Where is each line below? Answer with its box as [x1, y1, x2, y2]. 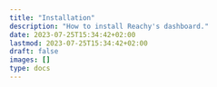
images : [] [9, 55, 51, 64]
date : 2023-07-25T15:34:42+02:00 [9, 30, 136, 39]
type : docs [9, 64, 51, 73]
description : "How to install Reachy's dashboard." [9, 22, 209, 31]
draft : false [9, 47, 59, 56]
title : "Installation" [9, 13, 95, 23]
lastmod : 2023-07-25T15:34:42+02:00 [9, 38, 148, 48]
